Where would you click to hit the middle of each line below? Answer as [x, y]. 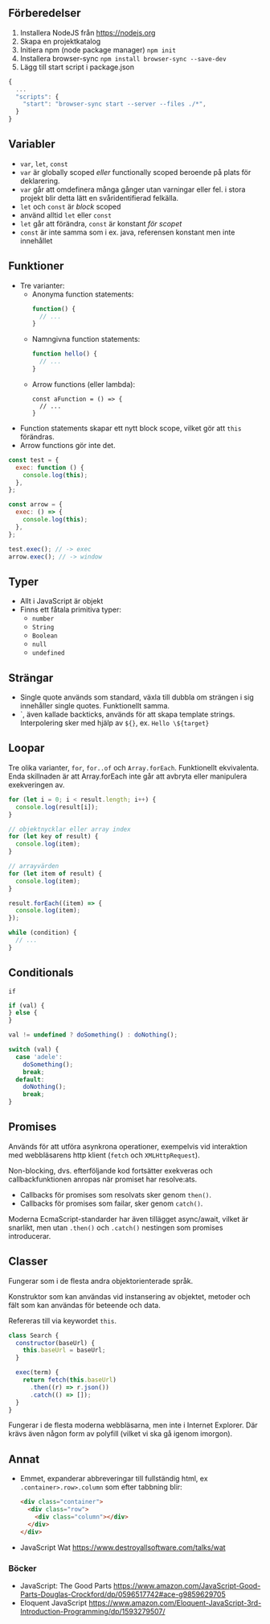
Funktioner [36, 266]
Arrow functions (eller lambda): [83, 384]
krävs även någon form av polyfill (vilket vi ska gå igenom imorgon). [121, 1434]
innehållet [36, 240]
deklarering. [40, 181]
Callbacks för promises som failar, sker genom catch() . [111, 1203]
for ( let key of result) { [53, 837]
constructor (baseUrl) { [55, 1343]
